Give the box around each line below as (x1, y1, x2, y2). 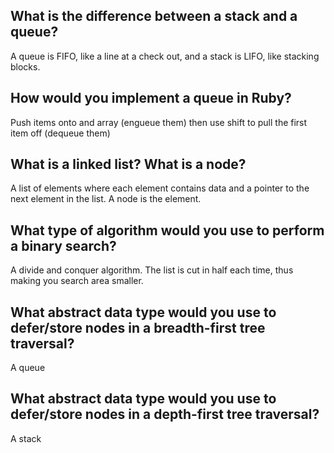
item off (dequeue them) (10, 127, 111, 139)
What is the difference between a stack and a (10, 8, 298, 25)
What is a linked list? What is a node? (10, 156, 247, 173)
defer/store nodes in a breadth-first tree (10, 319, 266, 336)
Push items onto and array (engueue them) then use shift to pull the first (10, 116, 308, 128)
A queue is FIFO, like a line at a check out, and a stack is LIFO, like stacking (10, 50, 320, 62)
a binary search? (10, 237, 117, 254)
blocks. (10, 60, 41, 73)
